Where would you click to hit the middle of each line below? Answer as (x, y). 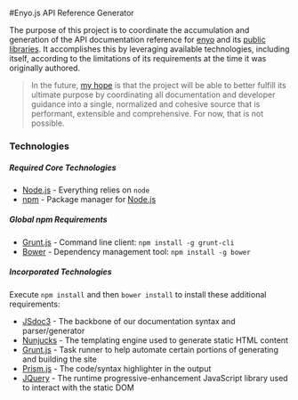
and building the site (60, 359)
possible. (48, 123)
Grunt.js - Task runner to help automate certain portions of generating (150, 349)
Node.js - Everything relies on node (86, 190)
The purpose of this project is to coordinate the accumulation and (129, 30)
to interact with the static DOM (78, 388)
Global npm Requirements (59, 220)
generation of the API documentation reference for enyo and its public (137, 40)
